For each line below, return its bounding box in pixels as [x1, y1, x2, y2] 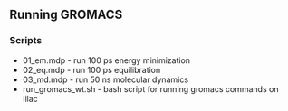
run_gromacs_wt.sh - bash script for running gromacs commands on [22, 83, 279, 94]
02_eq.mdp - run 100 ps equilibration [22, 64, 161, 75]
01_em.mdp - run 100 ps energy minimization [22, 54, 191, 66]
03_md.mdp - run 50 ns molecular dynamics [22, 74, 188, 85]
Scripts [9, 34, 43, 47]
